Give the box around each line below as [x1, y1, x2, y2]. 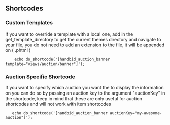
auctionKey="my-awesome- [110, 110, 162, 116]
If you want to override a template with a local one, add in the [5, 30, 133, 37]
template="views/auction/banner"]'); [5, 61, 85, 67]
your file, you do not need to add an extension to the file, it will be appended [5, 42, 165, 48]
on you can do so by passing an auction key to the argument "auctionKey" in [5, 90, 165, 96]
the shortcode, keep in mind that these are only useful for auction [5, 95, 142, 101]
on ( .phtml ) [5, 47, 31, 53]
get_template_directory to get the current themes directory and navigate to [5, 36, 161, 42]
